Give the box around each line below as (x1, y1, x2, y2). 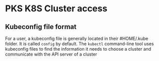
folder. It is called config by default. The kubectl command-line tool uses (5, 41, 154, 47)
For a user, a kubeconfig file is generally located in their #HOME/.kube (5, 35, 149, 41)
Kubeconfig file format (5, 23, 77, 31)
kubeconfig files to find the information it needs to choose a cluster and (5, 46, 152, 52)
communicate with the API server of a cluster (5, 51, 98, 57)
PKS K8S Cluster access (5, 3, 107, 14)
